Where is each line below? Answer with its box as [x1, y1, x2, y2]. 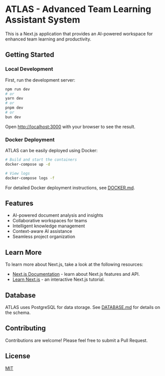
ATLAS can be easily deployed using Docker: [5, 148, 98, 154]
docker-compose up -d [5, 162, 50, 167]
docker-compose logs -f [5, 175, 55, 181]
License [5, 352, 30, 360]
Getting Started [5, 51, 54, 59]
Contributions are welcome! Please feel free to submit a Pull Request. [5, 337, 148, 343]
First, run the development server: [5, 77, 75, 83]
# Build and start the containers [5, 157, 77, 162]
